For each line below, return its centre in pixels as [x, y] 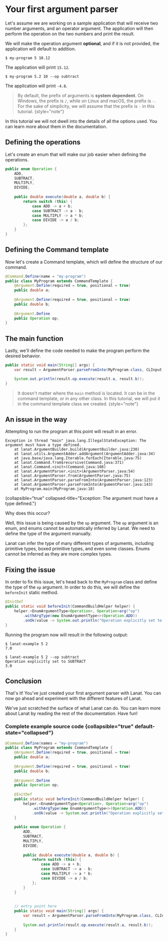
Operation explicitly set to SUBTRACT [45, 661]
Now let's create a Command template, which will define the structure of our [84, 262]
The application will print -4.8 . [36, 86]
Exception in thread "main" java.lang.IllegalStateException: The [76, 441]
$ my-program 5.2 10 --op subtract [42, 76]
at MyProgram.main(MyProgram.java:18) [54, 489]
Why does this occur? [27, 513]
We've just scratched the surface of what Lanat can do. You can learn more [83, 708]
